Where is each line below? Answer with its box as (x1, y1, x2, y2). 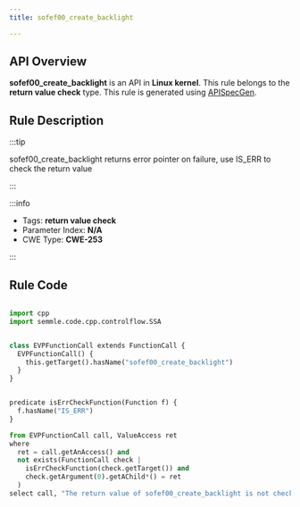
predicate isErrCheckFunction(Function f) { (9, 398, 178, 407)
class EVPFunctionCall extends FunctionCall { (9, 341, 186, 350)
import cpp (9, 309, 50, 318)
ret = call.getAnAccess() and (17, 447, 129, 456)
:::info (9, 198, 30, 209)
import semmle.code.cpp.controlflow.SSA (9, 317, 162, 326)
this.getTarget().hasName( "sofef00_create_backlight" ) (25, 358, 234, 367)
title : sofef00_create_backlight (9, 12, 134, 22)
